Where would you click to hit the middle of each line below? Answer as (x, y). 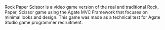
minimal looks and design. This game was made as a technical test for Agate (82, 17)
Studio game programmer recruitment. (44, 22)
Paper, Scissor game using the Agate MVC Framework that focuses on (76, 12)
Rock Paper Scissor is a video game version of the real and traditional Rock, (82, 7)
